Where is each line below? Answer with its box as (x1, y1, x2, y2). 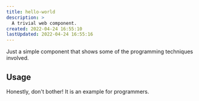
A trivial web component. (11, 20, 77, 26)
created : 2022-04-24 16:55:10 (6, 25, 83, 32)
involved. (6, 54, 29, 62)
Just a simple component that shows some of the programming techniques (6, 48, 194, 55)
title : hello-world (6, 8, 56, 15)
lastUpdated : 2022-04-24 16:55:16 (6, 31, 94, 37)
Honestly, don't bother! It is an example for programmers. (6, 88, 149, 95)
